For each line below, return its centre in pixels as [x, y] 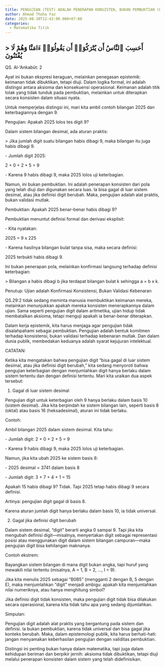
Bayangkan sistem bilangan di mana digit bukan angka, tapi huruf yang [77, 564]
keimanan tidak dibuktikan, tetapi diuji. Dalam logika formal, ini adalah [75, 82]
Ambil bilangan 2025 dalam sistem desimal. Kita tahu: [59, 429]
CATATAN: [15, 350]
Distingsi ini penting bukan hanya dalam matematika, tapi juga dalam [74, 648]
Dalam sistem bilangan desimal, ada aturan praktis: [56, 131]
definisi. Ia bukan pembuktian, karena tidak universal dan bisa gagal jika [78, 629]
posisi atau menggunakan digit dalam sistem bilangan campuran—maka [78, 540]
